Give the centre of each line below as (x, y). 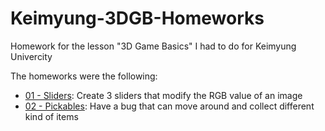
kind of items (51, 116)
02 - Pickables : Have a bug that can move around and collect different (169, 106)
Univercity (31, 56)
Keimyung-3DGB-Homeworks (137, 18)
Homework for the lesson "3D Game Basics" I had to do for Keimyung (153, 46)
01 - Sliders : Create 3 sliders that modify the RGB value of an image (163, 95)
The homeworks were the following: (84, 76)
